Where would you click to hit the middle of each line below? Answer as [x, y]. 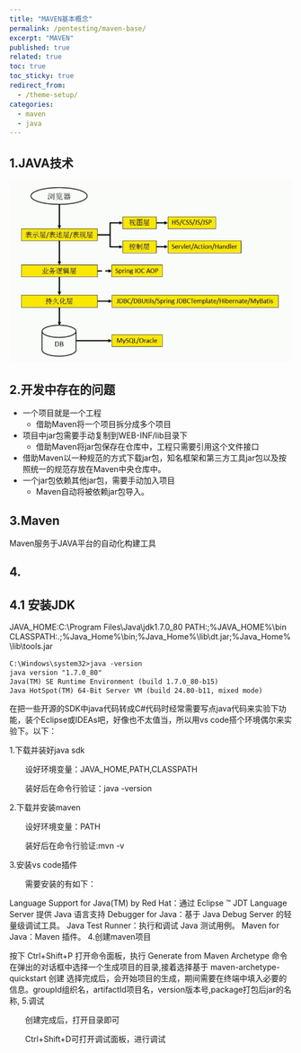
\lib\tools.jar [31, 647]
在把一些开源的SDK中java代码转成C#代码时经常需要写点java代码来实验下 [144, 709]
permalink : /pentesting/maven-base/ [78, 28]
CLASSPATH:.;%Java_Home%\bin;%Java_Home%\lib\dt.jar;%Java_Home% [150, 637]
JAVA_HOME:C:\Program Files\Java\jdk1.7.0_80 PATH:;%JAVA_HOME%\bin [148, 627]
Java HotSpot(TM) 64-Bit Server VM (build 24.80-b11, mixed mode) [136, 691]
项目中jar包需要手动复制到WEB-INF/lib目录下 [105, 435]
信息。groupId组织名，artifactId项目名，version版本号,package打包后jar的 [147, 990]
